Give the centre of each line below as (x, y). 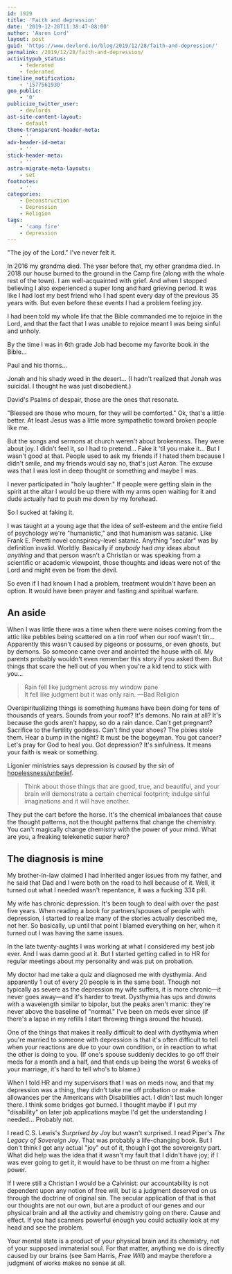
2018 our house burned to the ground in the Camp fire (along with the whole (116, 273)
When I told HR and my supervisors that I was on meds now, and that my (111, 1082)
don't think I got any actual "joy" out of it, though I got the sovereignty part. (114, 1148)
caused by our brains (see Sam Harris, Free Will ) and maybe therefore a (110, 1256)
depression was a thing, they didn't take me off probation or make (101, 1090)
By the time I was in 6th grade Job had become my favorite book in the (108, 345)
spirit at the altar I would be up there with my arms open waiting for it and (112, 492)
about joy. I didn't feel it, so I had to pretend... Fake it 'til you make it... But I (114, 449)
